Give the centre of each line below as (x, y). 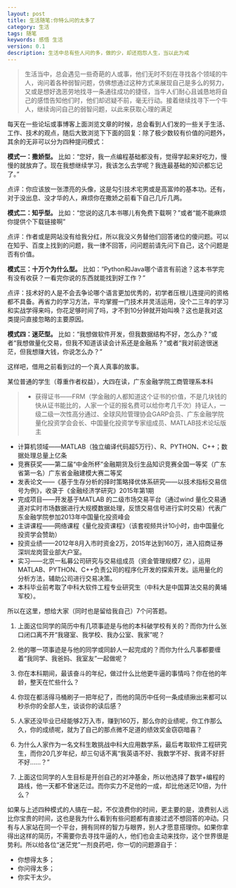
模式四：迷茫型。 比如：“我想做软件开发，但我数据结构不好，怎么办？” (110, 334)
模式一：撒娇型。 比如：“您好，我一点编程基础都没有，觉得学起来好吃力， (114, 156)
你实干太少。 (36, 877)
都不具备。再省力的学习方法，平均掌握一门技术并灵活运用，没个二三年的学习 (118, 301)
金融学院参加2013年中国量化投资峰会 (77, 517)
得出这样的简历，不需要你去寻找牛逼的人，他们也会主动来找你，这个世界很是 (118, 836)
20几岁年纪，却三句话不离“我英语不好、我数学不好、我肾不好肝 (133, 753)
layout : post (26, 14)
